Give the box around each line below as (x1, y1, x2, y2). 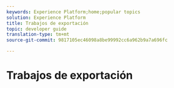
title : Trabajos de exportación (6, 20, 89, 26)
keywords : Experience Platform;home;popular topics (6, 8, 140, 15)
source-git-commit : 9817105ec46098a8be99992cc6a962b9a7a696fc (6, 37, 168, 43)
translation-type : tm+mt (6, 32, 70, 38)
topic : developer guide (6, 25, 67, 32)
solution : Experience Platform (6, 15, 86, 21)
